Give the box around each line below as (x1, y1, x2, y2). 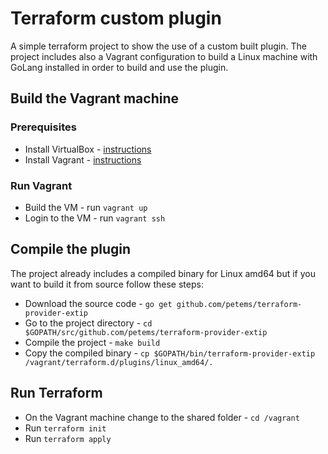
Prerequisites (10, 120, 77, 134)
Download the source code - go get (24, 297, 173, 309)
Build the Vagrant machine (10, 90, 180, 107)
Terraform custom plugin (10, 7, 222, 30)
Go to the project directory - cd (24, 317, 153, 329)
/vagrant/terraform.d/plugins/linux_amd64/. (24, 357, 214, 367)
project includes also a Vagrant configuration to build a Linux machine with (10, 50, 318, 62)
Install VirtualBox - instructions (24, 143, 152, 155)
